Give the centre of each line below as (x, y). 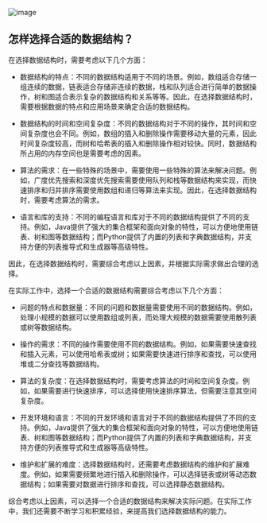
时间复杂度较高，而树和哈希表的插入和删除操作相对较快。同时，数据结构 (138, 143)
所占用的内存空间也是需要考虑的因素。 (82, 153)
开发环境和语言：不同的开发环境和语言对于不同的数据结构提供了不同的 (135, 417)
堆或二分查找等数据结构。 (62, 364)
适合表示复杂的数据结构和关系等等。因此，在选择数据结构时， (155, 96)
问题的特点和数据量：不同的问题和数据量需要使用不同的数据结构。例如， (138, 307)
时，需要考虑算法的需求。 (62, 200)
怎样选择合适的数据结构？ (71, 39)
